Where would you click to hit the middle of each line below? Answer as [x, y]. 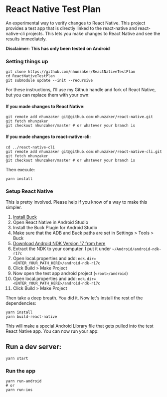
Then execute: [20, 169]
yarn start [17, 358]
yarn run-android [24, 381]
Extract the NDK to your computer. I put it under [62, 249]
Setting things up [27, 61]
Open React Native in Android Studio [51, 222]
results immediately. [26, 39]
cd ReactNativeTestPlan [30, 76]
